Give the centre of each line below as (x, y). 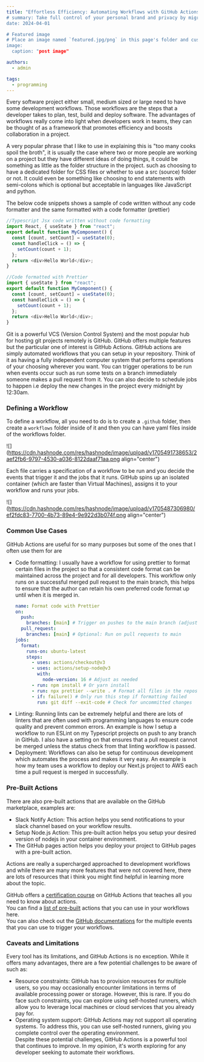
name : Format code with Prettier (57, 606)
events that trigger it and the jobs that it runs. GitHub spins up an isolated (98, 477)
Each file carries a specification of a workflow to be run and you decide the (100, 471)
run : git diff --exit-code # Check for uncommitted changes (115, 702)
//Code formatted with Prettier (47, 277)
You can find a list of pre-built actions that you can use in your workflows (98, 908)
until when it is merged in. (47, 595)
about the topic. (26, 883)
